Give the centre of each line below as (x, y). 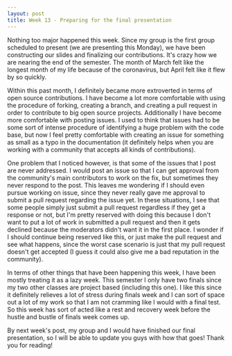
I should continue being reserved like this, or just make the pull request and (114, 236)
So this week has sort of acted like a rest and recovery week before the (109, 309)
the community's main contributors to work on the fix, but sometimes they (113, 177)
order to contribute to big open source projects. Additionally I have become (114, 113)
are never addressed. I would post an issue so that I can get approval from (113, 170)
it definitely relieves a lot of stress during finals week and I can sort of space (116, 294)
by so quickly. (27, 76)
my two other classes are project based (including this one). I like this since (115, 287)
